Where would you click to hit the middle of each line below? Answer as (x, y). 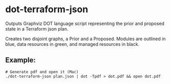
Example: (20, 60)
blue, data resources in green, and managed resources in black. (72, 44)
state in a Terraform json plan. (37, 29)
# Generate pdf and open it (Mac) (42, 72)
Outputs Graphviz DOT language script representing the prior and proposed (85, 23)
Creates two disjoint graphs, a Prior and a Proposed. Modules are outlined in (86, 39)
